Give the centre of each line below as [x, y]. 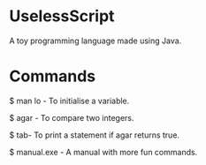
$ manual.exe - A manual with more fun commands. [103, 152]
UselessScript [62, 16]
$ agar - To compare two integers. [72, 117]
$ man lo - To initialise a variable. [69, 101]
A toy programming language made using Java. [95, 41]
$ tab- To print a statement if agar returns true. [94, 135]
